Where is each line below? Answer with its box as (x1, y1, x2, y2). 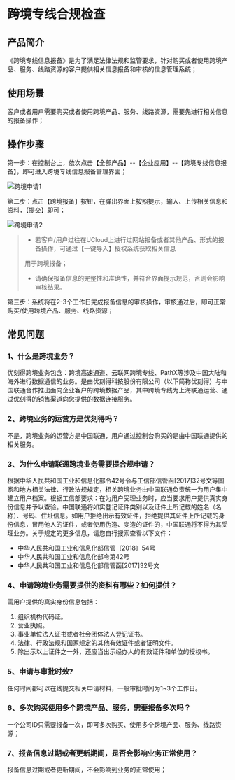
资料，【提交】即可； (7, 206, 66, 214)
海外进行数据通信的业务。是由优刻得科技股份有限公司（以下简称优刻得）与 (7, 377, 222, 385)
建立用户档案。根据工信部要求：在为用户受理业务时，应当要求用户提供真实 (7, 494, 222, 502)
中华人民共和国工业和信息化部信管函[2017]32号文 (17, 561, 160, 569)
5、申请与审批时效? (7, 667, 73, 676)
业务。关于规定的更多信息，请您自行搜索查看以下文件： (13, 529, 173, 537)
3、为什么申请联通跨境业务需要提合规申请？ (7, 459, 155, 469)
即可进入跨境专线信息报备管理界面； (22, 167, 127, 176)
